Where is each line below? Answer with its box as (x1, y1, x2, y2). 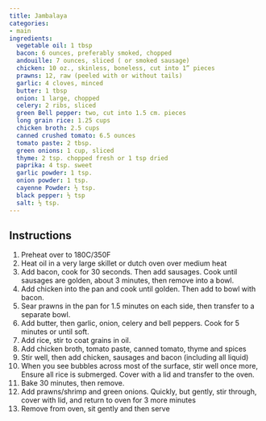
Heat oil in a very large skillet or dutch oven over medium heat (20, 258, 227, 268)
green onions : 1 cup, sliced (16, 147, 114, 155)
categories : (9, 19, 49, 27)
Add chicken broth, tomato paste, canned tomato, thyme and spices (20, 344, 247, 354)
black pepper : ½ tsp (16, 191, 85, 200)
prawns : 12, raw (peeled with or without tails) (16, 72, 183, 80)
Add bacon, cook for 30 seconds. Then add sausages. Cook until (20, 267, 238, 277)
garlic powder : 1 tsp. (16, 169, 93, 177)
